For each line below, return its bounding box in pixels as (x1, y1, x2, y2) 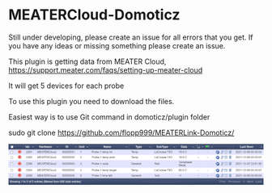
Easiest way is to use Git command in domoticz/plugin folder (8, 111, 210, 122)
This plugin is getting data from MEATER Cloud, (8, 57, 167, 66)
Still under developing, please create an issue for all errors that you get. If (8, 32, 253, 42)
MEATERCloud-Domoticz (8, 6, 181, 24)
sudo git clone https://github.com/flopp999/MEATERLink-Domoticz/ (8, 128, 235, 137)
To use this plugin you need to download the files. (8, 96, 175, 106)
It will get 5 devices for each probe (8, 81, 125, 90)
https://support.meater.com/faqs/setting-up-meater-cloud (8, 65, 203, 74)
